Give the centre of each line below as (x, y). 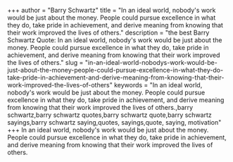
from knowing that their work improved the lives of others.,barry (100, 107)
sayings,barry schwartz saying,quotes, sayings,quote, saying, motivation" (114, 122)
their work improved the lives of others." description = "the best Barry (108, 32)
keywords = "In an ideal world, (158, 85)
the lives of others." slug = (45, 62)
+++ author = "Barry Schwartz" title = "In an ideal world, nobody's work (112, 10)
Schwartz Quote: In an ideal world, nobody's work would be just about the (115, 40)
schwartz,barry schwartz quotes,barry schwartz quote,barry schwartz (110, 115)
